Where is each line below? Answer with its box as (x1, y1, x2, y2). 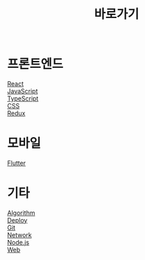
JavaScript (7, 87, 38, 95)
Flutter (7, 159, 26, 167)
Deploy (7, 216, 28, 224)
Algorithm (7, 209, 35, 217)
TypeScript (7, 94, 39, 103)
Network (7, 230, 33, 239)
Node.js (7, 238, 30, 246)
